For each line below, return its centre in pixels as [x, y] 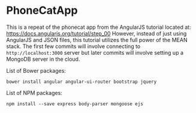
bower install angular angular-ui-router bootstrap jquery [82, 82]
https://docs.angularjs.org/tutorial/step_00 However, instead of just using [97, 33]
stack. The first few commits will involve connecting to [73, 46]
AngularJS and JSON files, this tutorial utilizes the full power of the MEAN [97, 40]
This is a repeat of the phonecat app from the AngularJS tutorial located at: [99, 27]
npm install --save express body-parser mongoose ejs [75, 104]
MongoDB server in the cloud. [43, 59]
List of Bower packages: [36, 70]
